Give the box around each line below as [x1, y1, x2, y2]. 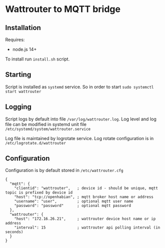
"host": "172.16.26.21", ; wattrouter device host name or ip [14, 216, 156, 221]
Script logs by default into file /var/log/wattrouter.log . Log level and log [5, 116, 156, 122]
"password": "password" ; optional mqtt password [14, 203, 131, 208]
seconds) [5, 229, 24, 234]
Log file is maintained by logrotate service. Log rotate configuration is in [5, 135, 154, 141]
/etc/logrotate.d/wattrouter [5, 140, 66, 145]
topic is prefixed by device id [5, 190, 73, 195]
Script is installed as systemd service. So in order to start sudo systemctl [5, 83, 154, 89]
